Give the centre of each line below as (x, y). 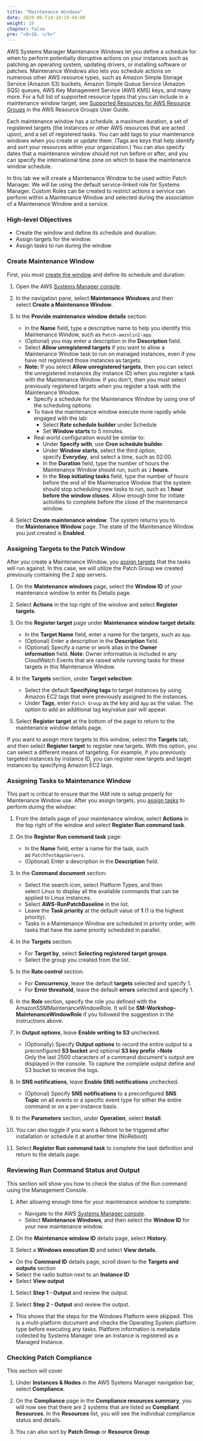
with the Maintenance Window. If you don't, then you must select (105, 379)
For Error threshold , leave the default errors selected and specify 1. (109, 990)
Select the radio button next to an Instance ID (72, 1274)
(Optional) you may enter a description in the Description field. (103, 341)
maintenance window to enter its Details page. (73, 593)
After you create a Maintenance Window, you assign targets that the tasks (99, 562)
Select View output (40, 1281)
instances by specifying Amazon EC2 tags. (60, 765)
